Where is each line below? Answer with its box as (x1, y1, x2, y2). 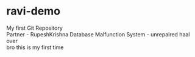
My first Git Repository (6, 24, 63, 32)
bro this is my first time (6, 44, 64, 51)
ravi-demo (6, 4, 61, 18)
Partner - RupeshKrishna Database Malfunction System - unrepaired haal (6, 30, 190, 38)
